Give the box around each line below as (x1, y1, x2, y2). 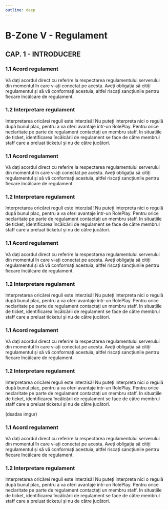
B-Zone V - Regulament (5, 29, 108, 41)
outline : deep (5, 7, 36, 13)
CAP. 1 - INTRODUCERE (5, 50, 81, 59)
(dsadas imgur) (5, 411, 37, 417)
